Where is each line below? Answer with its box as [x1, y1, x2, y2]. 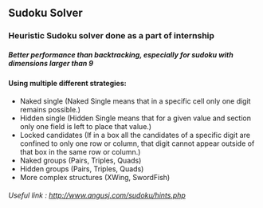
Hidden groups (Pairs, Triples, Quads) [19, 163, 144, 174]
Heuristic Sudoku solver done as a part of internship [8, 30, 215, 41]
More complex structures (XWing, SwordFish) [19, 172, 171, 182]
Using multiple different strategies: [8, 79, 127, 88]
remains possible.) [19, 104, 81, 114]
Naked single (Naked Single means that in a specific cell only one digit [19, 96, 251, 106]
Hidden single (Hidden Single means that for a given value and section [19, 113, 252, 123]
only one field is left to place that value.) [19, 121, 152, 131]
